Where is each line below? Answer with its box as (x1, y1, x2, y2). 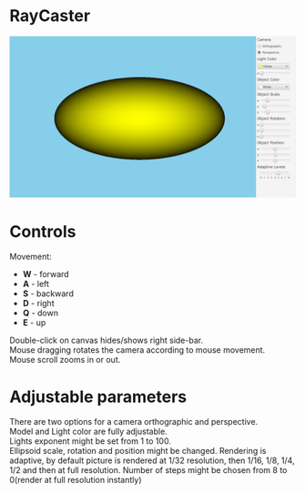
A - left (22, 279, 50, 290)
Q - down (22, 307, 59, 319)
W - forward (22, 269, 70, 280)
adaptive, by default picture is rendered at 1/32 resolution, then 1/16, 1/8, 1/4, (9, 455, 295, 466)
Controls (9, 221, 76, 242)
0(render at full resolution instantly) (9, 475, 142, 486)
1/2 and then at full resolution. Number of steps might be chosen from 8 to (9, 465, 288, 476)
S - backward (22, 288, 75, 299)
